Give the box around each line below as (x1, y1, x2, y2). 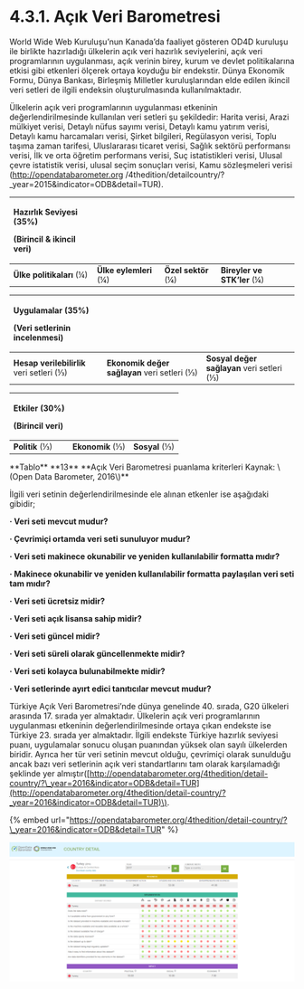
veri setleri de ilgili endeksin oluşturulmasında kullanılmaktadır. (9, 84, 242, 95)
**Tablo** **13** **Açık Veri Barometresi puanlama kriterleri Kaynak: (9, 461, 276, 472)
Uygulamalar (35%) (13, 305, 90, 316)
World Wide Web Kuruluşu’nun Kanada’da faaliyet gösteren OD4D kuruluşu (9, 36, 289, 47)
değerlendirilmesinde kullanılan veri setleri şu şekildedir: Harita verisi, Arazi (9, 111, 290, 122)
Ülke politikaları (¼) (13, 270, 89, 281)
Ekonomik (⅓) (71, 442, 127, 452)
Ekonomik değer (107, 357, 170, 368)
